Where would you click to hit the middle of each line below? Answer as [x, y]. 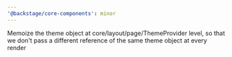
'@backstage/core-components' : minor [62, 13]
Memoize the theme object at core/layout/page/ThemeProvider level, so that [116, 33]
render [17, 47]
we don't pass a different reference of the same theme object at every [107, 40]
